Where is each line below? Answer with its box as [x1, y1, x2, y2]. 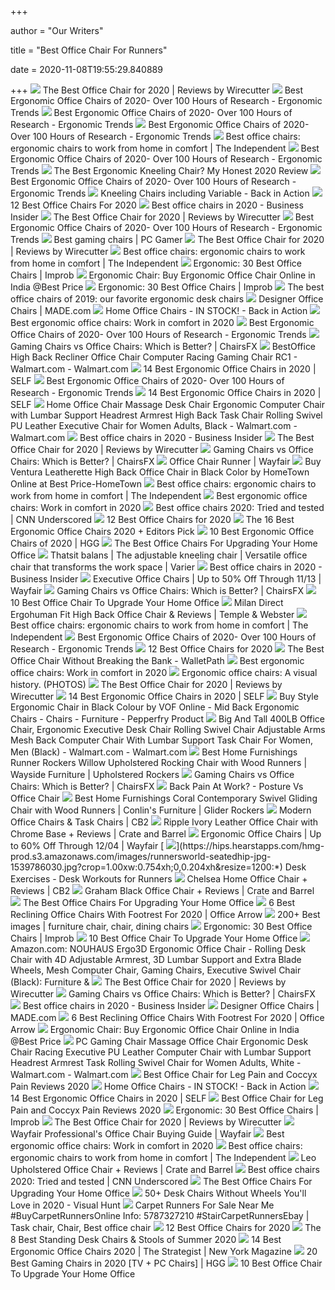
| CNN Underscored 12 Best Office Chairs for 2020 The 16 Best [10, 514, 295, 525]
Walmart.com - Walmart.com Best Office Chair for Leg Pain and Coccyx [10, 1069, 318, 1080]
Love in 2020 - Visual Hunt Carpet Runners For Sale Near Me [10, 1199, 275, 1211]
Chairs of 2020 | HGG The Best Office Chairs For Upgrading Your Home [10, 537, 318, 549]
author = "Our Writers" [10, 25, 104, 36]
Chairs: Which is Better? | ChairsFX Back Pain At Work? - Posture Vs [10, 781, 304, 792]
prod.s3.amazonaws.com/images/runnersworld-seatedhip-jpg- [10, 851, 272, 862]
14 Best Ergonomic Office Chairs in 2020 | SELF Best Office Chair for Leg [10, 1092, 324, 1104]
